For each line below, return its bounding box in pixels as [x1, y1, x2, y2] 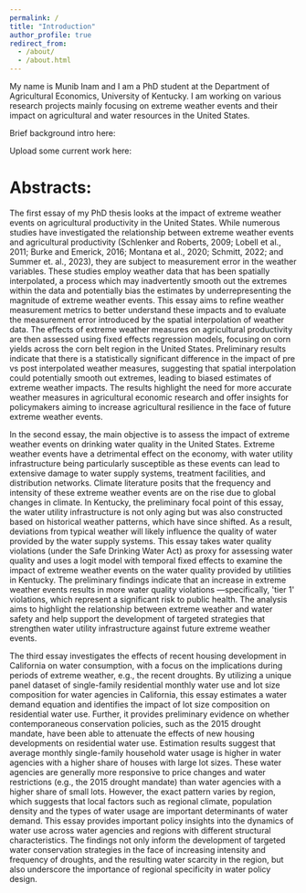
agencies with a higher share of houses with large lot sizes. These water [9, 757, 282, 768]
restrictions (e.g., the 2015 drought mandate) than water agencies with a [9, 776, 281, 787]
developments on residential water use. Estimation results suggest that [9, 737, 276, 749]
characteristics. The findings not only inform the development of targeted [9, 835, 286, 846]
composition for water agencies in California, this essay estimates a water [9, 688, 288, 699]
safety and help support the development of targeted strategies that [9, 613, 266, 624]
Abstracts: [9, 177, 92, 198]
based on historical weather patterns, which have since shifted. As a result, [9, 516, 292, 527]
